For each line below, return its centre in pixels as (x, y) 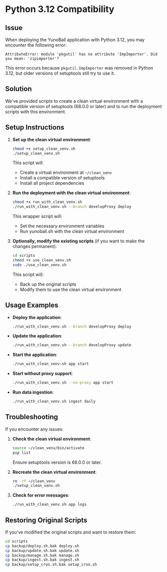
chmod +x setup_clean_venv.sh (44, 149)
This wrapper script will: (37, 216)
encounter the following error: (36, 45)
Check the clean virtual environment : (52, 439)
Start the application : (35, 355)
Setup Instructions (35, 127)
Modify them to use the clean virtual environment (70, 290)
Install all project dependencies (52, 183)
